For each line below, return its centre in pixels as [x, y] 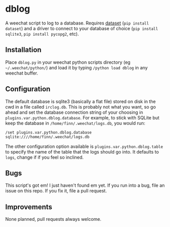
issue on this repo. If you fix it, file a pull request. [56, 191]
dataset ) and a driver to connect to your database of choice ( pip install [82, 28]
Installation [23, 50]
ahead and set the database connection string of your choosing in [74, 112]
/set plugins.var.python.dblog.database [49, 132]
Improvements [29, 207]
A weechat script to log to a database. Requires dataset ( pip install [77, 23]
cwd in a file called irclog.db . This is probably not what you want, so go [81, 107]
